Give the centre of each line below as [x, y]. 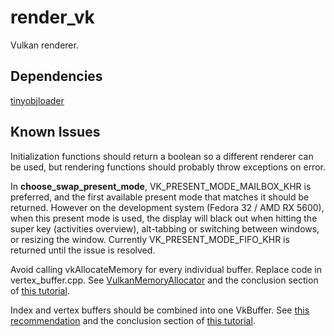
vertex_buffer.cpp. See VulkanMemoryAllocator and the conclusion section [164, 280]
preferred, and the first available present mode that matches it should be [160, 197]
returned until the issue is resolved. [83, 250]
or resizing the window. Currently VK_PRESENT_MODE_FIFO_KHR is [150, 239]
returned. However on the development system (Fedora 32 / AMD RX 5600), [167, 207]
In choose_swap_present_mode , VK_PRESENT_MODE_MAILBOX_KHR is [161, 186]
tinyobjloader [37, 100]
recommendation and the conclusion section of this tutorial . [133, 320]
